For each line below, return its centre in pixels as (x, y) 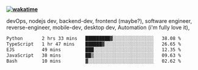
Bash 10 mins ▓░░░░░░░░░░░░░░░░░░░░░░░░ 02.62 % (94, 61)
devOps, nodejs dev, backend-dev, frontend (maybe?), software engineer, (99, 21)
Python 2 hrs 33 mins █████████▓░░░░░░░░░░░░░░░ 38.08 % (94, 39)
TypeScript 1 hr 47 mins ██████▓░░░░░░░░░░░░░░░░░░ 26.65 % (94, 44)
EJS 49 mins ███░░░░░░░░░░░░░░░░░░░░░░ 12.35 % (94, 49)
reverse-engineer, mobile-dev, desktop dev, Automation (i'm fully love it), (98, 27)
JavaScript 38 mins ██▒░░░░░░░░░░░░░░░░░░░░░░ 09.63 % (94, 55)
